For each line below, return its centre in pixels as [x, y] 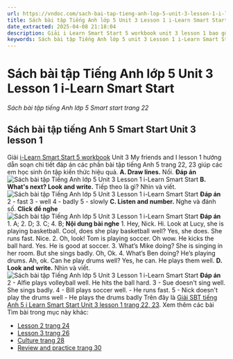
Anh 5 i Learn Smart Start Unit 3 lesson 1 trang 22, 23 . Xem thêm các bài [111, 304]
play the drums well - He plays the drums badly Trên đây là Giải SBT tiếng [112, 297]
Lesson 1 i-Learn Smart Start [91, 89]
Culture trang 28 [41, 340]
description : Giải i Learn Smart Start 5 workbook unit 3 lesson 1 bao [113, 33]
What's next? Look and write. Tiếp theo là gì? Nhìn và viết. [92, 186]
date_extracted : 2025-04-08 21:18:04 [62, 26]
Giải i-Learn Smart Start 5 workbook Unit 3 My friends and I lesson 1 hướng [114, 157]
